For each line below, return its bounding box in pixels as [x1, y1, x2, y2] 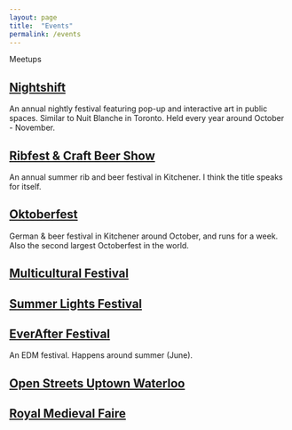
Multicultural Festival [9, 266, 129, 281]
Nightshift [9, 79, 67, 94]
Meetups [9, 54, 42, 65]
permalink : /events [9, 29, 82, 38]
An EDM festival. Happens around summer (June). [9, 350, 193, 361]
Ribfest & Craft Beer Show [9, 148, 155, 163]
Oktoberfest [9, 207, 78, 223]
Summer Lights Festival [9, 296, 143, 312]
